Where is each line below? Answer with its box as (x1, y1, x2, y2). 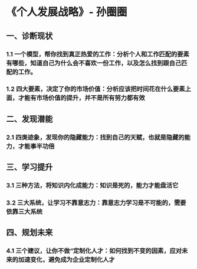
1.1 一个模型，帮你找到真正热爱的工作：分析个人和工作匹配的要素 (6, 50, 190, 58)
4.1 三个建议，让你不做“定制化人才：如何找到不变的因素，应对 (6, 247, 182, 255)
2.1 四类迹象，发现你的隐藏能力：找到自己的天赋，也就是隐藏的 (6, 133, 185, 141)
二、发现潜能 (6, 114, 53, 124)
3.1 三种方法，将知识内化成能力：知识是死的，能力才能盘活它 (6, 182, 179, 190)
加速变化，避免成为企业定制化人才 (18, 255, 115, 264)
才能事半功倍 (18, 142, 55, 150)
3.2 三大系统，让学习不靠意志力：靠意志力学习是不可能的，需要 (6, 199, 186, 207)
